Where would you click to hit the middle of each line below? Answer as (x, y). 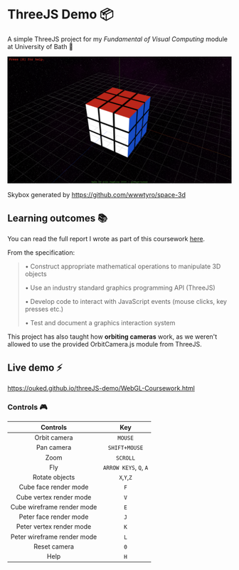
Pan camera (54, 448)
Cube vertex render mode (54, 497)
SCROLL (126, 458)
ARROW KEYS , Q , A (126, 467)
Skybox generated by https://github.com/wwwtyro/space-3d (97, 195)
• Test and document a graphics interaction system (100, 323)
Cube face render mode (54, 487)
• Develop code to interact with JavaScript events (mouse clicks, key (126, 302)
